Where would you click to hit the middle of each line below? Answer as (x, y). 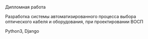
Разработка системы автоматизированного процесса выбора (71, 16)
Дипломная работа (25, 7)
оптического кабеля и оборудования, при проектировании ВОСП (74, 22)
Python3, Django (22, 31)
